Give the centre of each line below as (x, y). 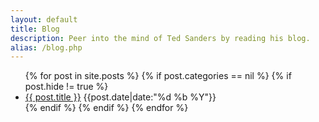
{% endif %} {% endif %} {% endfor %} (106, 108)
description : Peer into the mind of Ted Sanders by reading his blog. (160, 38)
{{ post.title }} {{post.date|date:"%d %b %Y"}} (120, 97)
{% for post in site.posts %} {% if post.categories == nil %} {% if (158, 76)
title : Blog (35, 29)
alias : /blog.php (46, 47)
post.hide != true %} (66, 87)
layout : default (44, 19)
